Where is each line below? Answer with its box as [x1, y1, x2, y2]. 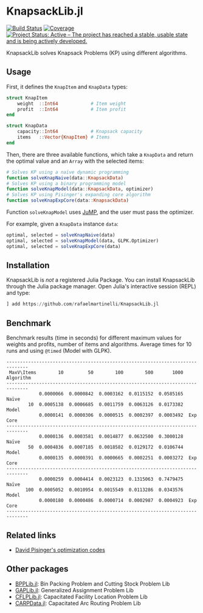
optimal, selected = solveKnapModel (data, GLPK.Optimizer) [6, 238, 159, 244]
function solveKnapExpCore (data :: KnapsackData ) [6, 197, 129, 204]
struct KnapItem [6, 94, 47, 101]
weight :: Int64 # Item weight [17, 101, 126, 107]
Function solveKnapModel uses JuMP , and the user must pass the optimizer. [6, 208, 194, 216]
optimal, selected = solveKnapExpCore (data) [6, 243, 121, 249]
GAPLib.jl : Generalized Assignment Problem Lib [15, 586, 134, 594]
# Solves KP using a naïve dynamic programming [6, 169, 129, 175]
